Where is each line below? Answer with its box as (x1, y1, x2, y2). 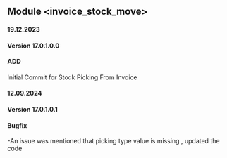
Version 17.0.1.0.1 (7, 105, 58, 113)
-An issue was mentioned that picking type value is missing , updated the (7, 137, 220, 145)
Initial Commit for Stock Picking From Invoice (7, 73, 137, 81)
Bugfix (7, 121, 27, 129)
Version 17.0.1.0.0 (7, 41, 60, 50)
